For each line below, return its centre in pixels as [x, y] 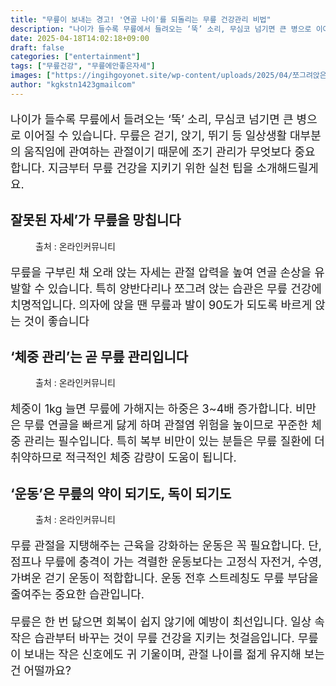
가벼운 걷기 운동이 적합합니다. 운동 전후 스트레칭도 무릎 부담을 [164, 578]
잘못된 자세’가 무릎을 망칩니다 [96, 220]
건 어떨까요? [41, 671]
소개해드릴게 [287, 168]
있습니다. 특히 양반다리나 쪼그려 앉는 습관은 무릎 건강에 [184, 288]
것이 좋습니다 [56, 321]
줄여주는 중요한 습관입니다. [77, 594]
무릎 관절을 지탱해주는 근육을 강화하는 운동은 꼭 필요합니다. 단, [166, 546]
